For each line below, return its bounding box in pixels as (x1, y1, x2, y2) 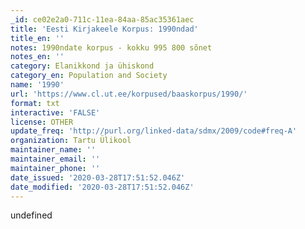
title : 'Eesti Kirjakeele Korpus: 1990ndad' (10, 24, 199, 34)
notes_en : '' (10, 52, 65, 62)
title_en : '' (10, 33, 65, 43)
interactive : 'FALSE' (10, 107, 101, 118)
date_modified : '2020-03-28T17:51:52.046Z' (10, 182, 195, 192)
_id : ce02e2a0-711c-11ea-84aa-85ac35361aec (10, 14, 195, 25)
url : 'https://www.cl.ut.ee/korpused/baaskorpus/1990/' (10, 89, 248, 99)
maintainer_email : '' (10, 154, 101, 164)
